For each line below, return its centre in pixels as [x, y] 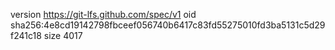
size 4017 [63, 35]
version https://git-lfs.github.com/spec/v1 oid [103, 14]
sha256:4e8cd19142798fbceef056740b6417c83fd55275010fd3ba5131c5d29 [168, 25]
